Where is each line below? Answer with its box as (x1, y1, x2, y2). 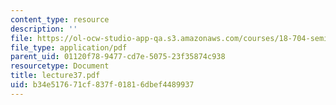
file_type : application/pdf (10, 42, 128, 53)
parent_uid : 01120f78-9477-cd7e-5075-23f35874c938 (10, 52, 226, 62)
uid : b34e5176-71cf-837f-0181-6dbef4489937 (10, 80, 195, 90)
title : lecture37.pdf (10, 71, 101, 81)
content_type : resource (10, 14, 110, 25)
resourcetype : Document (10, 61, 110, 71)
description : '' (10, 24, 78, 34)
